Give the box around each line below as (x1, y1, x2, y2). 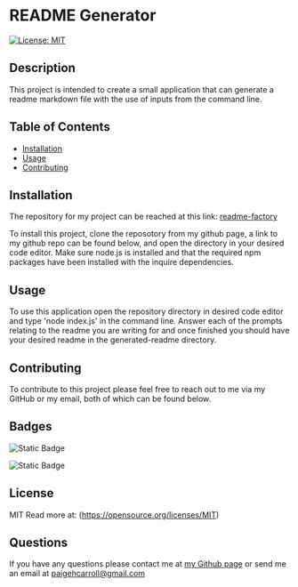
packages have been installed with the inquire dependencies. (9, 257, 234, 268)
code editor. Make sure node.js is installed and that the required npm (9, 247, 262, 258)
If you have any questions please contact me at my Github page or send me (9, 559, 286, 569)
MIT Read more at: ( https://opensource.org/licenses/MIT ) (9, 509, 220, 520)
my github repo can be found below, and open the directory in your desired (9, 237, 285, 249)
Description (9, 60, 76, 76)
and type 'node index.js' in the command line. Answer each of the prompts (9, 316, 283, 326)
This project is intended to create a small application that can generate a (9, 84, 274, 94)
